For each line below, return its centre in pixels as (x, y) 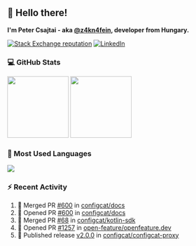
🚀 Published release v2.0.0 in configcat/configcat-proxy (98, 235)
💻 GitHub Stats (34, 62)
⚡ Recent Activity (37, 187)
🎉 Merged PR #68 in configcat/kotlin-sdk (76, 220)
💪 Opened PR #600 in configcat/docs (71, 212)
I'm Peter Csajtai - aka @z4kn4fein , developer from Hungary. (98, 30)
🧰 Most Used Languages (50, 154)
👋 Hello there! (37, 13)
